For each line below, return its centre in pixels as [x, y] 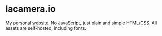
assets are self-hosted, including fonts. [46, 28]
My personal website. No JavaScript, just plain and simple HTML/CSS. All [81, 23]
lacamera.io [31, 9]
